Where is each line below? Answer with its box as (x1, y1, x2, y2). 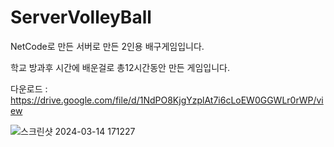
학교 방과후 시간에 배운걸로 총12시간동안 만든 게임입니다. (10, 61, 231, 73)
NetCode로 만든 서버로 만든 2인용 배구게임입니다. (10, 40, 205, 52)
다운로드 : (10, 82, 48, 95)
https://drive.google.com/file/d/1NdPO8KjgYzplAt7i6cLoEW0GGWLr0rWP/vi (10, 94, 324, 106)
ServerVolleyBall (10, 6, 152, 29)
